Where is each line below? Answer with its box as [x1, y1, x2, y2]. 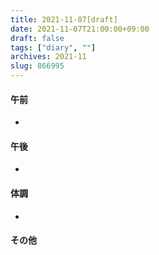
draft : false [10, 33, 65, 43]
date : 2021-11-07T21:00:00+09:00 [10, 24, 150, 34]
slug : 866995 [10, 61, 65, 71]
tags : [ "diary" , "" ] [10, 42, 97, 53]
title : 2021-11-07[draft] [10, 14, 118, 25]
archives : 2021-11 [10, 52, 87, 62]
